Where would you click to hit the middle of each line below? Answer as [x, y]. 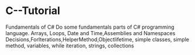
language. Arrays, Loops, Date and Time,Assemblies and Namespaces [90, 33]
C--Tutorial [33, 11]
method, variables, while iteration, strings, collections [70, 46]
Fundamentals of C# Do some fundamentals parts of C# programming [90, 27]
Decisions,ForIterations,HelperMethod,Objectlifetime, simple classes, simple [97, 39]
